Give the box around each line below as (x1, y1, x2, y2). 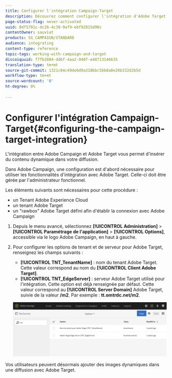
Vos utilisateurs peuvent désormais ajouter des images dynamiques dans (5, 362, 160, 368)
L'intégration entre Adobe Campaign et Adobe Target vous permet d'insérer (5, 151, 165, 157)
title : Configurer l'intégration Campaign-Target (5, 8, 114, 13)
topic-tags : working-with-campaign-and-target (5, 51, 106, 56)
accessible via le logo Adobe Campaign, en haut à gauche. (12, 234, 137, 240)
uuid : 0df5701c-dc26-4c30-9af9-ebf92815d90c (5, 25, 102, 30)
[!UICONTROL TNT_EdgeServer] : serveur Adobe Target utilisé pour (20, 276, 165, 282)
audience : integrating (5, 41, 54, 46)
